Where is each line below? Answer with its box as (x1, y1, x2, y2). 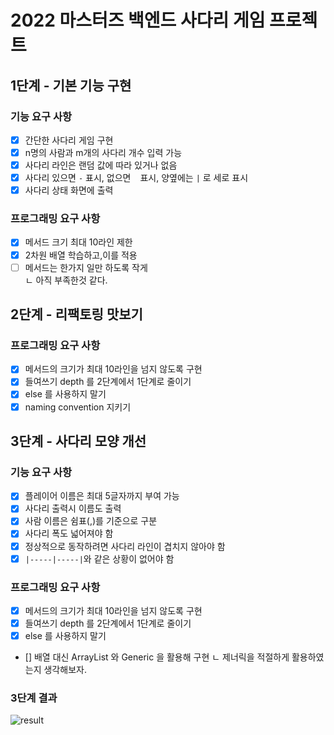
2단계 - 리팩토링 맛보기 (10, 306, 143, 323)
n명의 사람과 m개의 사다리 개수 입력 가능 (24, 146, 183, 158)
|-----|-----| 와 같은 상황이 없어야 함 (24, 552, 175, 565)
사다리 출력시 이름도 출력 (24, 502, 122, 515)
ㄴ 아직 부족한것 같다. (24, 274, 108, 286)
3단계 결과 (10, 691, 58, 705)
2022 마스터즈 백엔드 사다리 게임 (10, 9, 266, 32)
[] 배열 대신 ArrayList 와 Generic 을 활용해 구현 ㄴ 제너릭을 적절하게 (24, 651, 290, 663)
